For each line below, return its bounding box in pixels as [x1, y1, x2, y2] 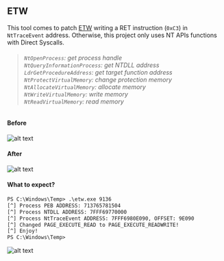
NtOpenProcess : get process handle [23, 54, 122, 62]
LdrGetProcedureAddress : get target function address [23, 69, 173, 77]
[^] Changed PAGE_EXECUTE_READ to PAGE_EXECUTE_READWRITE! [7, 221, 179, 228]
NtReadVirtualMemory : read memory [23, 97, 125, 105]
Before [7, 119, 27, 127]
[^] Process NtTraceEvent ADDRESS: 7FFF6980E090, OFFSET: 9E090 [7, 215, 195, 222]
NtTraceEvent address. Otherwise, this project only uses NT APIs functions [7, 31, 217, 39]
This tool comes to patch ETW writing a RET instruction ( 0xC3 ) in [7, 23, 188, 32]
